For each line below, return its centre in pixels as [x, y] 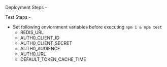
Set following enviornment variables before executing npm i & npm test [87, 27]
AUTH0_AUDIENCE [40, 48]
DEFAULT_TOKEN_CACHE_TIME [53, 59]
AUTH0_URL [33, 54]
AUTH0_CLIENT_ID [40, 38]
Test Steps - [18, 17]
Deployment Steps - [26, 7]
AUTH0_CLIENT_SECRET [46, 43]
